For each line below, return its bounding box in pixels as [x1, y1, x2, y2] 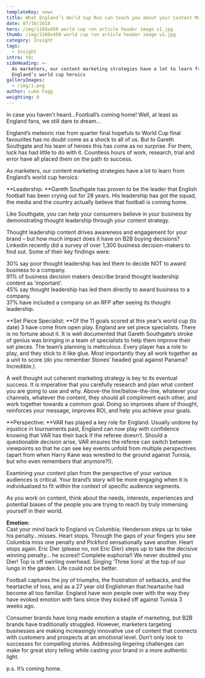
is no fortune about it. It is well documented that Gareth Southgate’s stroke [6, 330, 193, 337]
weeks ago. [6, 602, 35, 610]
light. [6, 653, 20, 660]
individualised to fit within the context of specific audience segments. [6, 482, 181, 489]
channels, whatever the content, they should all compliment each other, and [6, 393, 197, 401]
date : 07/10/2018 [6, 20, 51, 26]
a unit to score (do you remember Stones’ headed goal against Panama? [6, 355, 188, 363]
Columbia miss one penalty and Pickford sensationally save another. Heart [6, 538, 193, 545]
